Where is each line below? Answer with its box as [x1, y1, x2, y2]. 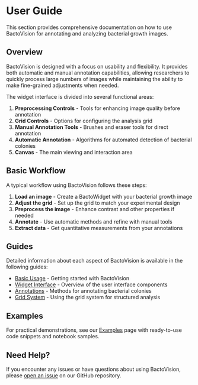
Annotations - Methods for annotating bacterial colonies [14, 287, 152, 295]
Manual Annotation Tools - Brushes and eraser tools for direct [14, 123, 168, 131]
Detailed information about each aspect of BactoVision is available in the [6, 257, 183, 264]
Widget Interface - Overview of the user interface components [14, 281, 168, 288]
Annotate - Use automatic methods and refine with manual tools [14, 218, 173, 225]
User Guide [6, 4, 63, 18]
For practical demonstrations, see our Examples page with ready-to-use [6, 326, 182, 334]
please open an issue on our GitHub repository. [6, 372, 122, 379]
